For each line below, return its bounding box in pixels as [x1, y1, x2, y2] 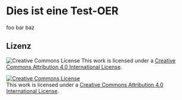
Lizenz [6, 41, 32, 51]
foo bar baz [6, 24, 35, 31]
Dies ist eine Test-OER [6, 4, 119, 18]
